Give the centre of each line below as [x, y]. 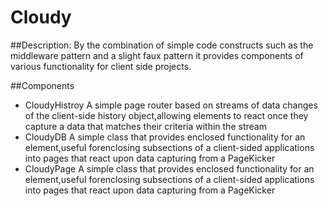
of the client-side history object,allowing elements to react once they [166, 115]
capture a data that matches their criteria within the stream [145, 126]
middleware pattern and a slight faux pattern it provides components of [157, 55]
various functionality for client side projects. [101, 66]
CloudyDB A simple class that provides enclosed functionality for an [165, 137]
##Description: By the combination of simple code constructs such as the [162, 45]
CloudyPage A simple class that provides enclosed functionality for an [169, 168]
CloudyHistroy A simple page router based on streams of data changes [171, 105]
